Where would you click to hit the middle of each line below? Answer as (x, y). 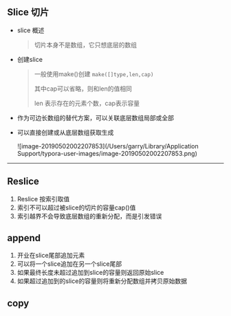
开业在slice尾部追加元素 (51, 256)
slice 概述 (31, 30)
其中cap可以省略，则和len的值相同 (83, 89)
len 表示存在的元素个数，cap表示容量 (87, 103)
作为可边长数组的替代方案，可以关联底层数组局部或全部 (95, 117)
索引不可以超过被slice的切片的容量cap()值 (76, 207)
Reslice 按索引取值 (43, 199)
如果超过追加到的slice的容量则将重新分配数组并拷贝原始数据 (102, 281)
